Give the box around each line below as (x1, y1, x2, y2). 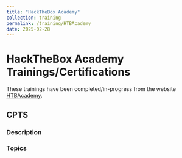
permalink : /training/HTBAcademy (6, 20, 91, 26)
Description (6, 127, 42, 136)
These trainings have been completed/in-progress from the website (6, 85, 177, 93)
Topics (6, 144, 27, 153)
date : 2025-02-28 (6, 26, 51, 32)
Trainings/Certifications (6, 65, 131, 79)
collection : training (6, 15, 61, 21)
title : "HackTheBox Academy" (6, 9, 80, 15)
